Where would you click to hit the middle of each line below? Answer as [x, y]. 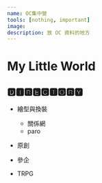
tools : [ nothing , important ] [49, 20]
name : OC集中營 [27, 13]
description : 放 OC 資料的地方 [49, 33]
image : [16, 26]
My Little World [51, 66]
